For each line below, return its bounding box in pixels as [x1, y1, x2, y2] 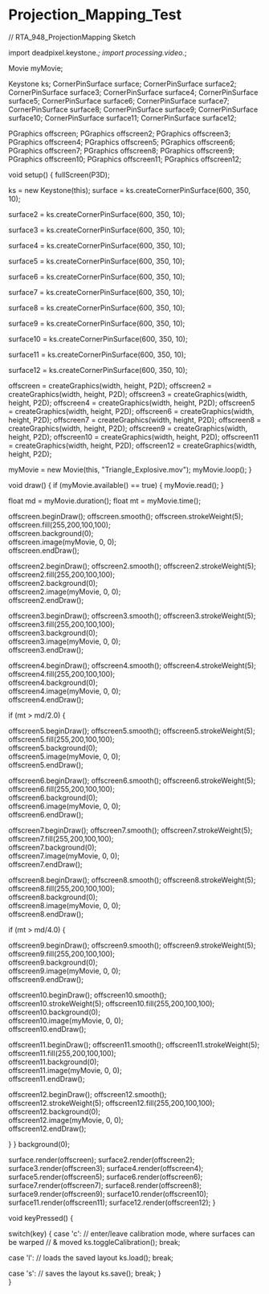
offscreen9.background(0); [8, 957, 98, 967]
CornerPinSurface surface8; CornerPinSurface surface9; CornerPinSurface [8, 104, 259, 114]
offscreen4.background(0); [8, 678, 98, 687]
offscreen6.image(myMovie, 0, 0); [8, 801, 121, 811]
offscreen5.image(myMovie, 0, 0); [8, 751, 121, 761]
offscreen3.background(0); [8, 628, 98, 637]
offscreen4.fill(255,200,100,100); [8, 669, 115, 678]
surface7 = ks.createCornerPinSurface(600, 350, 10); [8, 287, 185, 297]
